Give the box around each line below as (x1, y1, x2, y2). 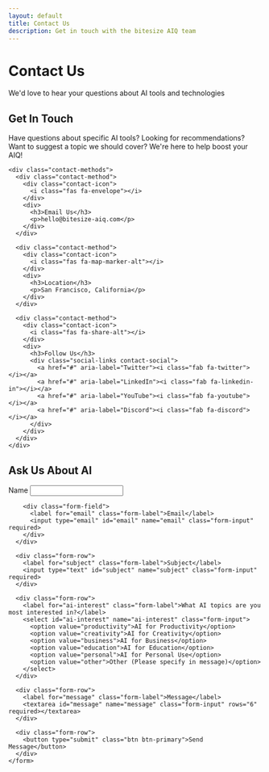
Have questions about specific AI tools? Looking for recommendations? (8, 133, 246, 143)
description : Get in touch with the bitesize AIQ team (8, 27, 197, 35)
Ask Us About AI (8, 464, 93, 477)
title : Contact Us (8, 19, 70, 27)
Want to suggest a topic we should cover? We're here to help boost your (8, 142, 248, 152)
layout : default (8, 11, 63, 20)
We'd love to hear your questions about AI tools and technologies (8, 88, 226, 98)
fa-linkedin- (209, 378, 254, 386)
